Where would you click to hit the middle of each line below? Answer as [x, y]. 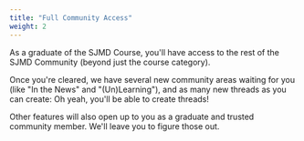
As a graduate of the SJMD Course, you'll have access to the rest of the [145, 52]
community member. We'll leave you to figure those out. [115, 126]
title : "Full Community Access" [71, 18]
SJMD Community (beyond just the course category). [110, 62]
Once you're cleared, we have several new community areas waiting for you [152, 79]
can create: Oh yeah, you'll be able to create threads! [110, 99]
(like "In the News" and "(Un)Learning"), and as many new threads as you [148, 89]
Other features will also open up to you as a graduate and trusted [132, 116]
